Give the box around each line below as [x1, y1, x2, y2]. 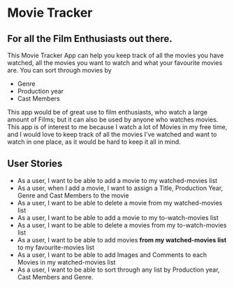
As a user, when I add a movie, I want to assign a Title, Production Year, [17, 184, 224, 192]
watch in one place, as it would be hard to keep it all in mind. [7, 138, 182, 146]
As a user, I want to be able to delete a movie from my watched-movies [17, 198, 223, 207]
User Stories [7, 158, 63, 170]
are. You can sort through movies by [7, 66, 112, 74]
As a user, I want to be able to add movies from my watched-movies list [17, 235, 227, 244]
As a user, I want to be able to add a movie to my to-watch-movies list [17, 213, 219, 221]
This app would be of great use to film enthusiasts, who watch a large [7, 108, 208, 116]
